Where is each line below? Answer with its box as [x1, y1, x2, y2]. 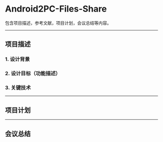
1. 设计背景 [5, 56, 30, 63]
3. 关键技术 [5, 84, 31, 91]
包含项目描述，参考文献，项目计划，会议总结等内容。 [5, 20, 112, 26]
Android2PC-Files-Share [5, 3, 107, 15]
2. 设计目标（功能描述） [5, 70, 61, 77]
